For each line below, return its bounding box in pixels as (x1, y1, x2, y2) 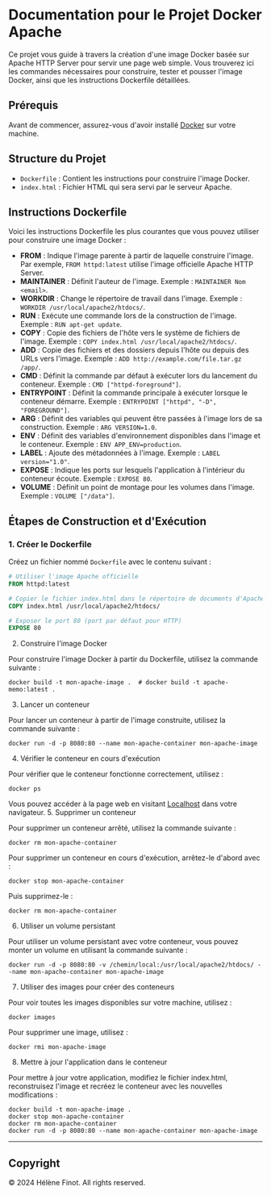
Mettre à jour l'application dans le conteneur (19, 1057, 168, 1067)
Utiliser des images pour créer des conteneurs (19, 982, 175, 992)
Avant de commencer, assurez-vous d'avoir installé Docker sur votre (8, 119, 236, 130)
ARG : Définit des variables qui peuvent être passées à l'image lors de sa (19, 414, 263, 424)
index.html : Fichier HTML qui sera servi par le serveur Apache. (19, 182, 232, 191)
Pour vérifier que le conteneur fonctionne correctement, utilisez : (8, 769, 224, 779)
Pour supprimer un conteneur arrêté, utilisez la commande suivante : (8, 823, 236, 833)
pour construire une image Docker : (8, 236, 127, 245)
